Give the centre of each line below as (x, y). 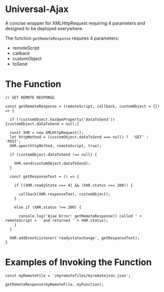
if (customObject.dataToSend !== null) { (53, 155)
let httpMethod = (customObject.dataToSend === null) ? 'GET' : (79, 137)
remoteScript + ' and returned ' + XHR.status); (57, 220)
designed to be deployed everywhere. (44, 28)
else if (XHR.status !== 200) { (48, 207)
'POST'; (13, 141)
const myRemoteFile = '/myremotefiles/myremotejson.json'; (68, 275)
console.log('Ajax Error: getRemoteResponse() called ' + (80, 216)
